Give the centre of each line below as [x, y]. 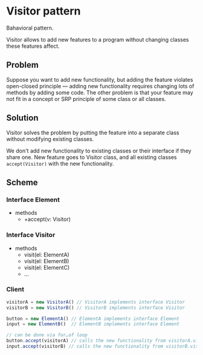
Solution [22, 118]
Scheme [22, 182]
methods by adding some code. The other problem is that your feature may [100, 93]
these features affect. [33, 46]
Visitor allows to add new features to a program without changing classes [98, 39]
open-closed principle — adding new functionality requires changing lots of [100, 86]
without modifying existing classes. [50, 139]
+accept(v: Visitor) [47, 220]
